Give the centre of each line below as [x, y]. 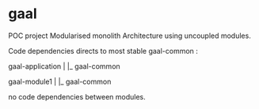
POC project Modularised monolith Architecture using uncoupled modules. [129, 36]
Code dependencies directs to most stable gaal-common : [103, 51]
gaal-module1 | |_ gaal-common [60, 81]
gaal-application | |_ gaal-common [64, 66]
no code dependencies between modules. [77, 96]
